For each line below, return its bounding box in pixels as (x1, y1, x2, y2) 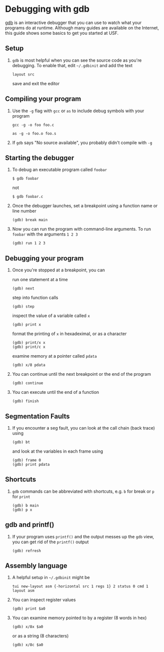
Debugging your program (5, 254, 84, 263)
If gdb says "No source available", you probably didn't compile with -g (12, 140, 153, 145)
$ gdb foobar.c (12, 194, 44, 199)
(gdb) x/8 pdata (12, 362, 46, 368)
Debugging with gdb (5, 3, 90, 15)
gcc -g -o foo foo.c (12, 122, 54, 127)
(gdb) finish (12, 399, 39, 404)
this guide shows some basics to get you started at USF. (5, 30, 119, 36)
